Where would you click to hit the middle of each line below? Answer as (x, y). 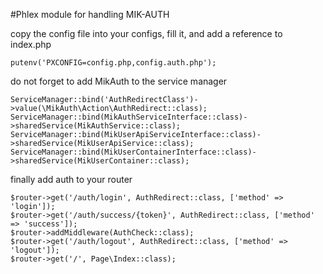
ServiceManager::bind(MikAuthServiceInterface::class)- (129, 117)
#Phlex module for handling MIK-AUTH (90, 14)
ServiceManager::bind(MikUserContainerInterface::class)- (133, 152)
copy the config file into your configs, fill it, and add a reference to (146, 33)
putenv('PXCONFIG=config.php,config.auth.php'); (113, 63)
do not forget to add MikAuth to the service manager (119, 81)
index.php (31, 44)
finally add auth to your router (71, 179)
